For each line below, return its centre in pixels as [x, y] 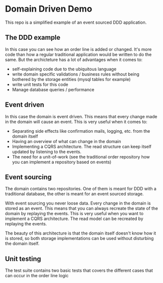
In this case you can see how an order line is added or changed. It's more [78, 49]
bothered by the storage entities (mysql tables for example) [71, 79]
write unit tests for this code [40, 84]
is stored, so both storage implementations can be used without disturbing [79, 238]
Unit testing [23, 259]
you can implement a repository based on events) [62, 162]
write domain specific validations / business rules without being [76, 74]
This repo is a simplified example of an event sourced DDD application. [76, 22]
